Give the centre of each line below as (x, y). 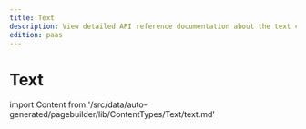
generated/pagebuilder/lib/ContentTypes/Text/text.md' (112, 114)
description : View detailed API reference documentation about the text (150, 26)
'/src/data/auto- (117, 104)
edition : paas (36, 35)
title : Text (32, 18)
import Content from (48, 104)
